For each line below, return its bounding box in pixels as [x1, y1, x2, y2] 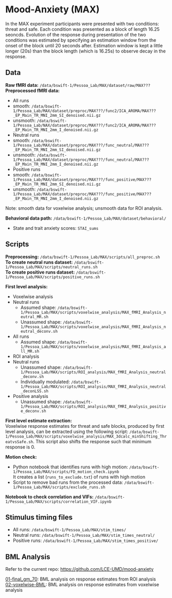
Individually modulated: [20, 378, 71, 385]
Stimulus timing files [5, 513, 73, 521]
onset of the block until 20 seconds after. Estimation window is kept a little [5, 42, 163, 48]
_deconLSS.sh [20, 388, 49, 394]
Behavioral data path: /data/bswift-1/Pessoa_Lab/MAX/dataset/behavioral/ [5, 215, 166, 221]
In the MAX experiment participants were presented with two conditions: [5, 21, 159, 27]
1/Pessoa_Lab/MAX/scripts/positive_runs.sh [5, 274, 100, 280]
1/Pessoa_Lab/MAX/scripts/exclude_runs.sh [12, 484, 106, 490]
